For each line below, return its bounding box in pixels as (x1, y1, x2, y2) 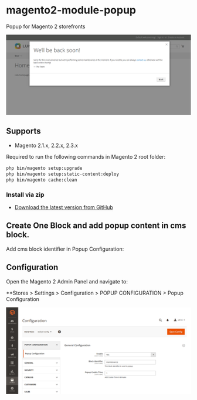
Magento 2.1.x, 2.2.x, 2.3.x (14, 142, 78, 149)
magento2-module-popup (6, 4, 137, 17)
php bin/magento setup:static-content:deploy (6, 171, 119, 177)
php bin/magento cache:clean (6, 177, 77, 183)
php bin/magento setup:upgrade (6, 165, 83, 171)
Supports (6, 127, 41, 136)
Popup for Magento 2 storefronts (6, 23, 86, 30)
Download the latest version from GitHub (14, 204, 113, 211)
